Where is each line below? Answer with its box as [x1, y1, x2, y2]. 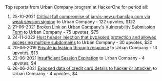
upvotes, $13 [12, 50, 38, 56]
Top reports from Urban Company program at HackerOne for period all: [5, 4, 149, 10]
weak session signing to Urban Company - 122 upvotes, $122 [12, 19, 136, 24]
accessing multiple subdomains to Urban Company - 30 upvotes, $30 [12, 40, 153, 45]
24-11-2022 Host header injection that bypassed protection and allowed [12, 34, 157, 40]
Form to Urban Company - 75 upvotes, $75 [12, 29, 99, 35]
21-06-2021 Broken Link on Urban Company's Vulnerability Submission [12, 24, 155, 30]
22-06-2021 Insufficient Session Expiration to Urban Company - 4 [12, 55, 145, 61]
